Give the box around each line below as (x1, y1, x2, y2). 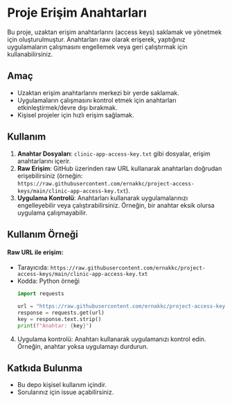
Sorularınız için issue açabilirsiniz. (17, 388, 114, 397)
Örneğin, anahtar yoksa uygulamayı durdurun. (17, 342, 149, 350)
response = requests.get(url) (17, 309, 105, 316)
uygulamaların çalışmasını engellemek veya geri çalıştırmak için (7, 42, 188, 51)
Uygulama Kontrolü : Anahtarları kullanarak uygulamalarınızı (17, 193, 188, 202)
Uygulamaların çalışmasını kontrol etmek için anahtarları (17, 96, 177, 104)
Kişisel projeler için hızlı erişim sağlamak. (17, 110, 134, 119)
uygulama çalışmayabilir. (17, 208, 88, 217)
